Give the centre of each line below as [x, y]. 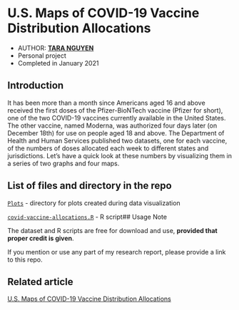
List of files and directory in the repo [90, 186]
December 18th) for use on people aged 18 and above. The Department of [116, 133]
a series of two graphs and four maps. [63, 163]
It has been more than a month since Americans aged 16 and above [106, 103]
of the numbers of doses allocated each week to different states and [108, 148]
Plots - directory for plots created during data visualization [94, 203]
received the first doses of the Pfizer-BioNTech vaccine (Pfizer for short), [115, 110]
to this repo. [25, 259]
